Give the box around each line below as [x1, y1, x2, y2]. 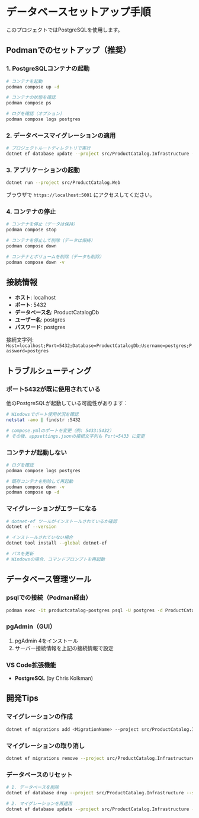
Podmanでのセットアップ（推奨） [6, 45, 131, 55]
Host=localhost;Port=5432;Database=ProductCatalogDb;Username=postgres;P [6, 343, 192, 349]
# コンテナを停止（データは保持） [6, 221, 78, 227]
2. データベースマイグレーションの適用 [6, 131, 116, 139]
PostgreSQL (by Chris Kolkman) [14, 674, 94, 682]
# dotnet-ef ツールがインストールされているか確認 [6, 518, 117, 524]
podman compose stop [6, 227, 57, 233]
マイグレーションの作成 [6, 712, 73, 721]
